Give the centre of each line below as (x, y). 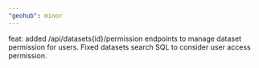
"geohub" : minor (35, 16)
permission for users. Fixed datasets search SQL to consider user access (129, 47)
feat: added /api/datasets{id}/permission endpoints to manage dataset (125, 38)
